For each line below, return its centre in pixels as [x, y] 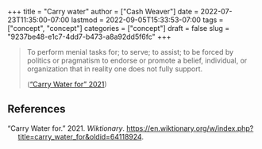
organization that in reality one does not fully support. [115, 69]
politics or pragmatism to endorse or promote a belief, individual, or [137, 60]
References [37, 109]
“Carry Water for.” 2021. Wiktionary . [66, 128]
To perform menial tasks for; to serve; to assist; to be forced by [130, 52]
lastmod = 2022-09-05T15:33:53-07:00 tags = [147, 20]
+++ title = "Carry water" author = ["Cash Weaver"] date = [103, 11]
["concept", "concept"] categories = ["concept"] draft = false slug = [119, 28]
